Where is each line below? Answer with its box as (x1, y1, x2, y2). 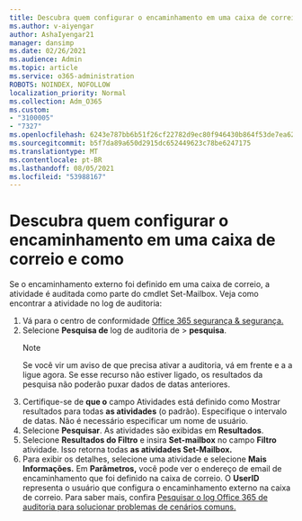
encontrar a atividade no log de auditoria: (9, 298, 163, 309)
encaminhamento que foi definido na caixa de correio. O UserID (22, 473, 260, 484)
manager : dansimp (9, 38, 75, 48)
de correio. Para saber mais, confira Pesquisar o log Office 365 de (22, 492, 268, 503)
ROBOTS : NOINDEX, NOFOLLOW (9, 80, 111, 89)
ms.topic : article (9, 64, 78, 73)
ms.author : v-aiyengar (9, 22, 94, 31)
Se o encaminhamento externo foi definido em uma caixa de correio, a (9, 279, 271, 290)
